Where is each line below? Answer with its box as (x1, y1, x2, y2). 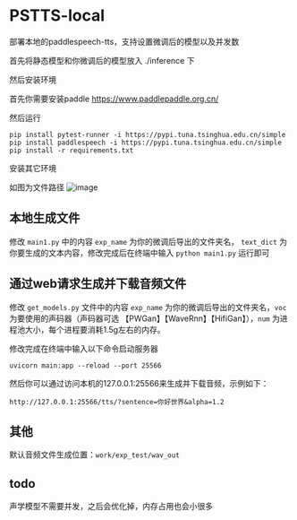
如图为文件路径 (9, 181, 64, 193)
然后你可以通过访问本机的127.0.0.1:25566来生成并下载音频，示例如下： (9, 377, 269, 388)
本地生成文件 (9, 211, 81, 226)
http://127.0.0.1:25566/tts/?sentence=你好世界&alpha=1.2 (9, 397, 225, 406)
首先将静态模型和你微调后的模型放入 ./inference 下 (9, 55, 195, 65)
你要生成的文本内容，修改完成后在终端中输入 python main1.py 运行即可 (9, 247, 270, 258)
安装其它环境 (9, 162, 56, 173)
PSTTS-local (9, 5, 106, 26)
